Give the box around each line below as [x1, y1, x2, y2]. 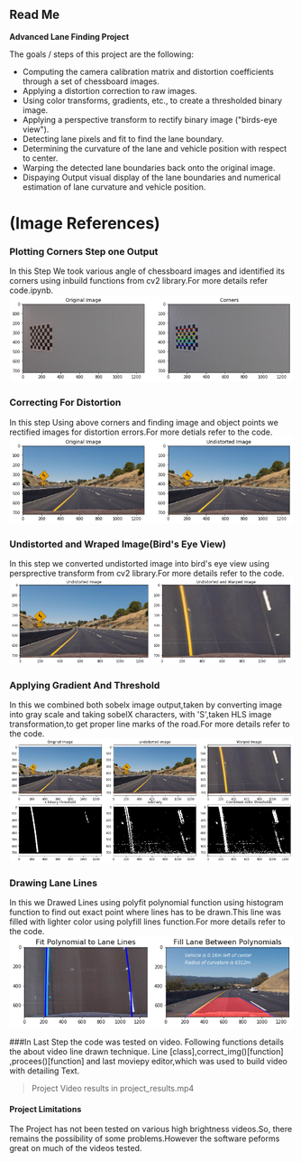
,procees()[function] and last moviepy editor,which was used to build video [9, 1056, 288, 1067]
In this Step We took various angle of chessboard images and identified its [9, 266, 286, 276]
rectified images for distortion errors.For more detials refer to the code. [9, 426, 273, 437]
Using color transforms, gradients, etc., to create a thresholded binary [22, 95, 282, 106]
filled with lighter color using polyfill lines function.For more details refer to [9, 916, 286, 927]
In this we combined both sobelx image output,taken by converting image [9, 699, 282, 710]
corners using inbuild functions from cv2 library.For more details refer [9, 276, 269, 286]
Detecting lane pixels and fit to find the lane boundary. [22, 133, 224, 144]
